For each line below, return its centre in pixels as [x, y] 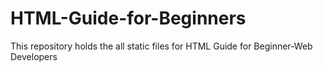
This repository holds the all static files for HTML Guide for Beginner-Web [161, 46]
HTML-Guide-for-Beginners [128, 18]
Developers [34, 56]
